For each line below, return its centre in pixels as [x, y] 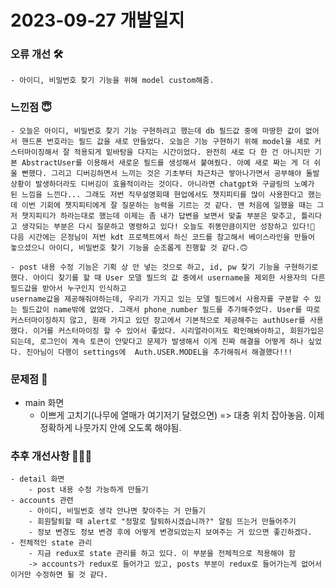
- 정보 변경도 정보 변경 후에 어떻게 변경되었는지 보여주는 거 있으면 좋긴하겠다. [170, 532]
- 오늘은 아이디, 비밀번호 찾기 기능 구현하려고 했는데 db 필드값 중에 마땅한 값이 [156, 131]
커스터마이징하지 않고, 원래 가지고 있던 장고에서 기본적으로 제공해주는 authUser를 [158, 320]
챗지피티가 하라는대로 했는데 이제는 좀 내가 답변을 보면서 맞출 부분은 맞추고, [159, 216]
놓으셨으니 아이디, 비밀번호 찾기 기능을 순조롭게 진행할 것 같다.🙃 [129, 247]
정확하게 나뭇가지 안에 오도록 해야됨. [110, 428]
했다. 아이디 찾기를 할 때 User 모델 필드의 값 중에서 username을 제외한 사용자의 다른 [168, 277]
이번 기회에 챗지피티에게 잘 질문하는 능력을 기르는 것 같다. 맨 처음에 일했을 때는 [167, 205]
